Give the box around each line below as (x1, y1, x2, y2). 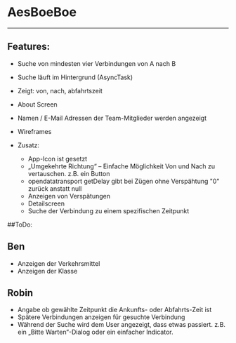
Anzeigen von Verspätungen (27, 191, 111, 200)
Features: (7, 41, 51, 53)
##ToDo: (7, 220, 33, 229)
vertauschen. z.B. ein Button (27, 169, 110, 177)
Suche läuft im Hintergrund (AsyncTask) (17, 73, 133, 81)
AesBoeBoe (7, 4, 77, 20)
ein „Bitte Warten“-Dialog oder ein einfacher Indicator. (17, 328, 173, 337)
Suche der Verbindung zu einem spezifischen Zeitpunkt (27, 206, 190, 215)
